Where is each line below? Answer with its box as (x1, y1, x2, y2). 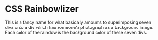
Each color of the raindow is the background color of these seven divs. (5, 29, 147, 35)
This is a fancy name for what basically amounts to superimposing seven (5, 19, 152, 25)
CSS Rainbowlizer (5, 3, 79, 14)
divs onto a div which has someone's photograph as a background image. (5, 24, 154, 30)
